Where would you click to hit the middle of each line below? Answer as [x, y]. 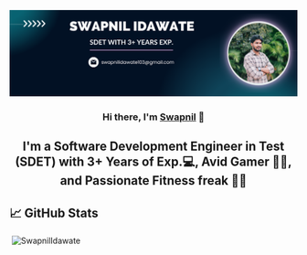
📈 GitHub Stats [54, 212]
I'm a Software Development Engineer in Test [153, 147]
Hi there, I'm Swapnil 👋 [153, 117]
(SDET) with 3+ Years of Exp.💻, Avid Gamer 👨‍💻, [153, 162]
